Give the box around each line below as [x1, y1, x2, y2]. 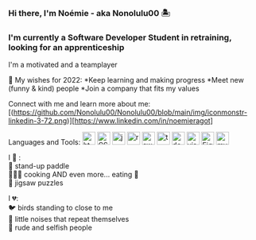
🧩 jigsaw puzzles [8, 178, 64, 188]
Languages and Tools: [8, 137, 81, 147]
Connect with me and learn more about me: [8, 99, 151, 109]
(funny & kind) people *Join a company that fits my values [8, 83, 200, 94]
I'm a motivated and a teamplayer [8, 60, 118, 70]
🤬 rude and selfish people [8, 223, 93, 233]
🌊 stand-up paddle [8, 161, 70, 171]
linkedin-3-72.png [8, 116, 68, 126]
